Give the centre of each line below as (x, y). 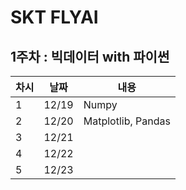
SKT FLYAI (54, 17)
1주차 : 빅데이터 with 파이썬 (90, 56)
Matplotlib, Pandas (127, 121)
